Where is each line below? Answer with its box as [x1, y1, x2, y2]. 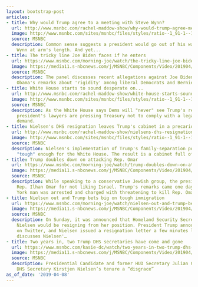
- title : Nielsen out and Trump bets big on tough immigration [6, 195, 165, 201]
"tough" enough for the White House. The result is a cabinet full [16, 151, 186, 157]
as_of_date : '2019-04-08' [6, 272, 70, 278]
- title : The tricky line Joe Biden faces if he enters [6, 52, 146, 58]
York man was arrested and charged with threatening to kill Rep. [16, 189, 183, 195]
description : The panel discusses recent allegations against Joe [11, 74, 178, 80]
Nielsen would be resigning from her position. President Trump [16, 222, 178, 228]
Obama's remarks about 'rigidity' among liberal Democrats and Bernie [16, 80, 194, 86]
